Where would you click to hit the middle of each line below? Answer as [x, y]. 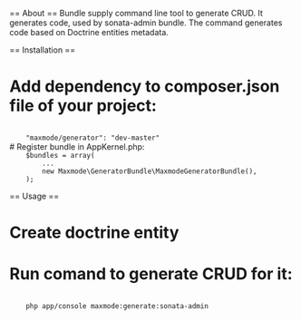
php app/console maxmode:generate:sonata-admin [117, 306]
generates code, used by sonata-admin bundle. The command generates [146, 23]
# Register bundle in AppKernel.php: [77, 146]
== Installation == [43, 50]
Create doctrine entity [94, 233]
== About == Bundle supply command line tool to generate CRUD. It [136, 13]
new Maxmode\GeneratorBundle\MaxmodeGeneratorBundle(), [150, 171]
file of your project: [83, 106]
